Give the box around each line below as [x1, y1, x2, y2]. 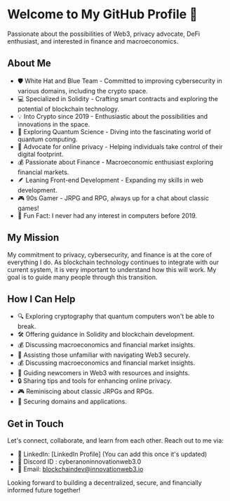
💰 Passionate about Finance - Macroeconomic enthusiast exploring [17, 157, 214, 166]
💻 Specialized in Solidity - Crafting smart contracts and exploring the [17, 94, 219, 103]
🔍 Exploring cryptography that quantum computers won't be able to [17, 312, 215, 320]
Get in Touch [7, 417, 65, 429]
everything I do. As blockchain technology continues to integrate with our [7, 258, 219, 266]
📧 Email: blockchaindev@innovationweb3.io [17, 465, 144, 474]
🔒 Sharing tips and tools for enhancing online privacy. [17, 377, 172, 385]
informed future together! [7, 486, 81, 495]
